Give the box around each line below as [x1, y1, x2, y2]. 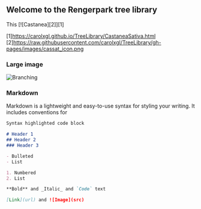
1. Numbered [6, 169, 36, 176]
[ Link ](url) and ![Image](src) [6, 197, 85, 203]
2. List [6, 175, 26, 181]
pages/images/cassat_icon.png [6, 45, 84, 52]
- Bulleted [6, 153, 34, 159]
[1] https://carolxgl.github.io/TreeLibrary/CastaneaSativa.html [6, 32, 156, 40]
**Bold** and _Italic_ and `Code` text [6, 186, 106, 192]
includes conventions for [6, 109, 68, 116]
